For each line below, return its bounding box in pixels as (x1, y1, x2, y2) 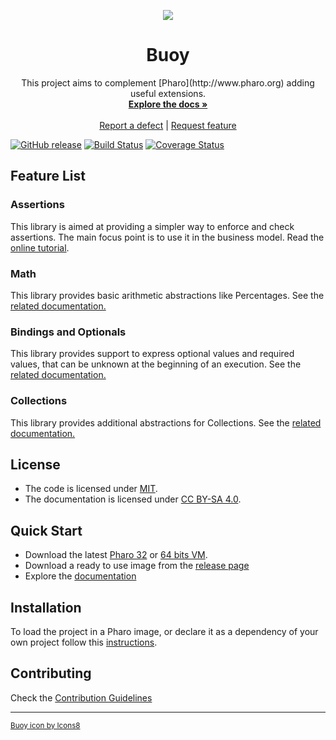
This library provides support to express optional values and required (10, 348, 295, 360)
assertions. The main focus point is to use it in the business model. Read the (10, 231, 325, 243)
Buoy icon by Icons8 (10, 720, 81, 730)
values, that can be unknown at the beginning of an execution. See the (10, 358, 302, 370)
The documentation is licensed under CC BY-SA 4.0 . (24, 493, 242, 505)
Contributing (10, 665, 92, 682)
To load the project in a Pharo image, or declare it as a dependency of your (10, 625, 319, 637)
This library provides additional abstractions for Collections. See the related (10, 416, 322, 429)
